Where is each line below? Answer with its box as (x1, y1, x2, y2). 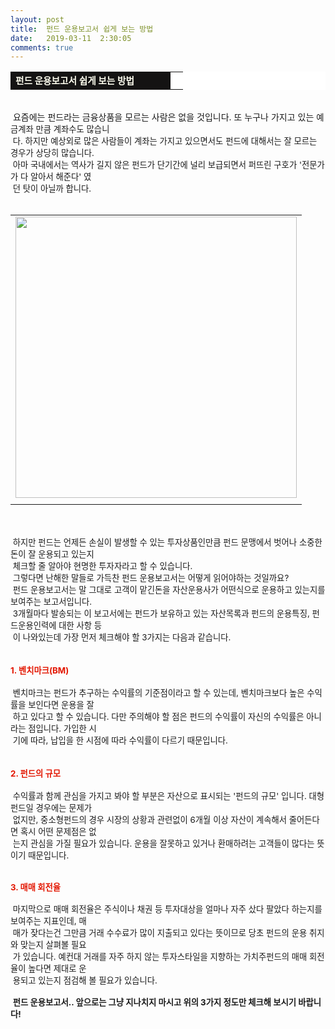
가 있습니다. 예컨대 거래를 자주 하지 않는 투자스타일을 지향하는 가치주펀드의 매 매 (12, 951, 308, 963)
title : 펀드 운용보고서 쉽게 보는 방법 (10, 24, 154, 34)
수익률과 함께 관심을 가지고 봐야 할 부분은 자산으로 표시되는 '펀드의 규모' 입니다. (12, 791, 307, 802)
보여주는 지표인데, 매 (10, 916, 87, 927)
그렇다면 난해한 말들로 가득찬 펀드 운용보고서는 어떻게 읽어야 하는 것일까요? (12, 572, 290, 584)
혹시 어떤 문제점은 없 (20, 826, 97, 838)
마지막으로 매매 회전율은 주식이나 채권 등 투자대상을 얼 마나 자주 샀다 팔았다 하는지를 (12, 904, 323, 915)
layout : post (10, 14, 65, 25)
